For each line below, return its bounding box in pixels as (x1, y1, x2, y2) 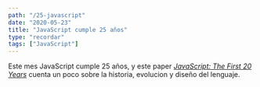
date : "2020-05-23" (8, 19, 72, 26)
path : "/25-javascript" (8, 11, 86, 19)
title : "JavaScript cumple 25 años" (8, 26, 128, 33)
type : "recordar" (8, 33, 65, 41)
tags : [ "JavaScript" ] (8, 40, 79, 48)
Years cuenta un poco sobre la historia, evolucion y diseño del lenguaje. (8, 70, 240, 79)
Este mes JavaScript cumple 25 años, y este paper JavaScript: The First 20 (8, 61, 252, 71)
